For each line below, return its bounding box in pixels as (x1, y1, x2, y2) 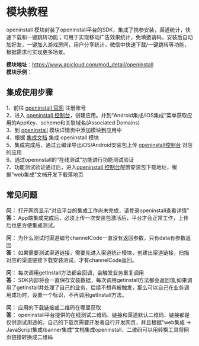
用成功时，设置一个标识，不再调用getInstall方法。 (6, 291, 127, 298)
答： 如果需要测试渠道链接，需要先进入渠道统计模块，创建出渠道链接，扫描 (6, 249, 190, 256)
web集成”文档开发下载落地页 (14, 171, 84, 178)
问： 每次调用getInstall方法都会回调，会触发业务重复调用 (6, 269, 144, 276)
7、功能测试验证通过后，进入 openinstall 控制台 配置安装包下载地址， (6, 164, 172, 171)
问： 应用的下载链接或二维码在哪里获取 (6, 303, 101, 311)
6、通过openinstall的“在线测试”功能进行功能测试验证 (6, 156, 134, 163)
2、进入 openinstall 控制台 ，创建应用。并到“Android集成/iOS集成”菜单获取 (6, 111, 188, 118)
